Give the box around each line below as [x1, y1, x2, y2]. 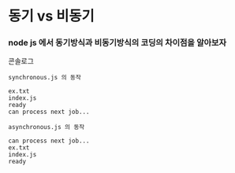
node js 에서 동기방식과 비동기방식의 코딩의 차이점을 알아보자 [8, 37, 227, 48]
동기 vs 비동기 [8, 7, 95, 25]
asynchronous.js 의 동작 [8, 123, 85, 131]
